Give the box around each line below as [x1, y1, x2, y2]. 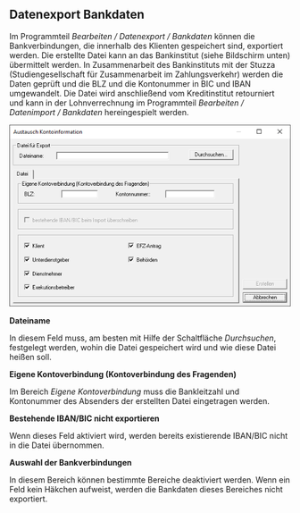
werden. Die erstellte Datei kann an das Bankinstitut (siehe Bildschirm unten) [9, 49, 291, 61]
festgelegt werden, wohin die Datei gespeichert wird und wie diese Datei [9, 342, 277, 353]
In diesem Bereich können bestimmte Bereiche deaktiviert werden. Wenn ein [9, 475, 290, 485]
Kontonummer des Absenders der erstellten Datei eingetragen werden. [9, 396, 271, 407]
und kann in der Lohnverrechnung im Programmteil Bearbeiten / [9, 97, 245, 108]
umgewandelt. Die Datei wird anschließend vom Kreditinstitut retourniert [9, 88, 275, 98]
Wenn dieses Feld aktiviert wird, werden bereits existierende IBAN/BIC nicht [9, 431, 288, 442]
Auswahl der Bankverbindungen [9, 458, 132, 468]
